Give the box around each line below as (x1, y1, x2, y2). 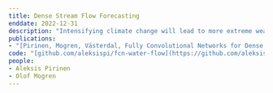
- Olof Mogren (8, 72, 57, 80)
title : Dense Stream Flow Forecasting (8, 11, 140, 20)
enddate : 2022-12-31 (8, 19, 79, 27)
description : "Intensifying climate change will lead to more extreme (8, 27, 253, 35)
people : (8, 57, 35, 66)
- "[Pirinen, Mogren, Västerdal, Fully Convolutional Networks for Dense (8, 42, 264, 50)
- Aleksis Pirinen (8, 65, 71, 73)
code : (8, 49, 27, 57)
